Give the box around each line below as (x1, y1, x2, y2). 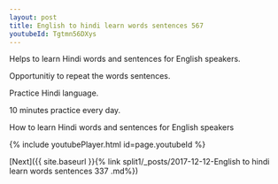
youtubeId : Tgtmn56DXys (9, 29, 97, 38)
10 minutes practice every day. (9, 105, 121, 116)
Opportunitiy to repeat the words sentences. (9, 71, 171, 81)
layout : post (9, 12, 58, 22)
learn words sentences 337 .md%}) (9, 165, 139, 177)
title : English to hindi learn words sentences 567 (9, 21, 204, 30)
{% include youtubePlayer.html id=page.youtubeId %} (9, 139, 206, 150)
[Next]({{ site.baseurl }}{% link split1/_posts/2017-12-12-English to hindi (9, 157, 270, 167)
